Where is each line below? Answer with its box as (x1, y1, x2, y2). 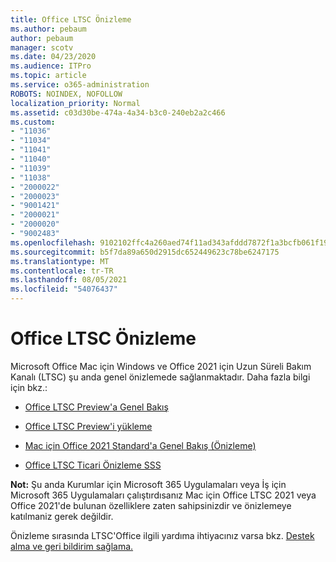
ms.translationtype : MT (10, 256, 110, 266)
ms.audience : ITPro (10, 61, 92, 71)
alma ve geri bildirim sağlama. (10, 540, 134, 552)
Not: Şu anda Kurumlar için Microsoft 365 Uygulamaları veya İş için (10, 478, 287, 490)
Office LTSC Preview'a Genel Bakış (24, 401, 169, 413)
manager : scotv (10, 42, 74, 53)
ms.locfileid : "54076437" (10, 284, 118, 295)
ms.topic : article (10, 71, 87, 81)
